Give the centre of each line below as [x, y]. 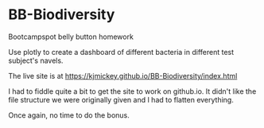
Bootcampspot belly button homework [71, 37]
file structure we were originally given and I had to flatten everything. [121, 99]
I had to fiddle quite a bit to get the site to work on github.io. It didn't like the [132, 91]
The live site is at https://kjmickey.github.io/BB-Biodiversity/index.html [123, 76]
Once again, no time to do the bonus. [69, 115]
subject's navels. [36, 60]
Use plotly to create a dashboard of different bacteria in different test [121, 52]
